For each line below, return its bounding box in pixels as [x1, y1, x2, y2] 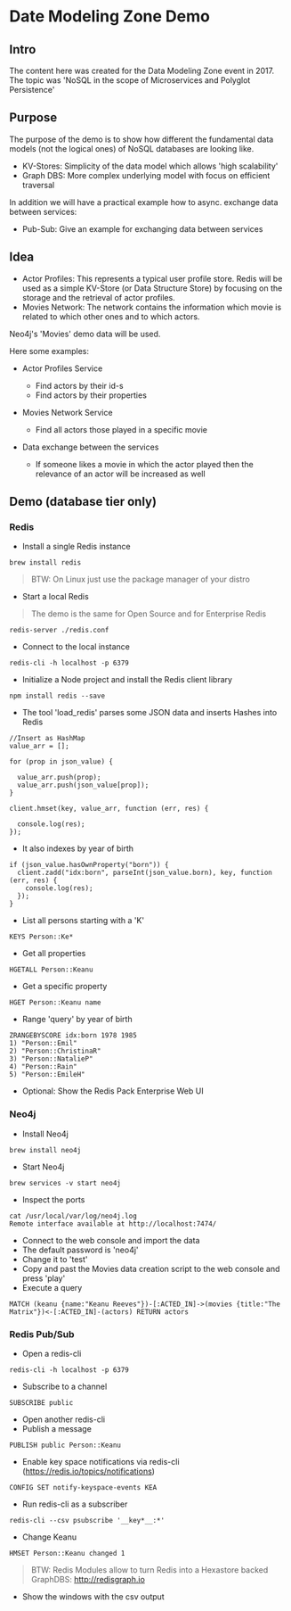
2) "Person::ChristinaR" [9, 1046, 101, 1056]
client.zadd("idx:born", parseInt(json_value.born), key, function [17, 868, 273, 878]
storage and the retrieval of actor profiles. [21, 292, 175, 302]
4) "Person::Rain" [9, 1062, 77, 1071]
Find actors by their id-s [35, 380, 124, 391]
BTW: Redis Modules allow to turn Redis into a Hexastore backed [30, 1564, 269, 1575]
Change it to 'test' [21, 1253, 88, 1264]
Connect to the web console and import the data [21, 1235, 200, 1245]
